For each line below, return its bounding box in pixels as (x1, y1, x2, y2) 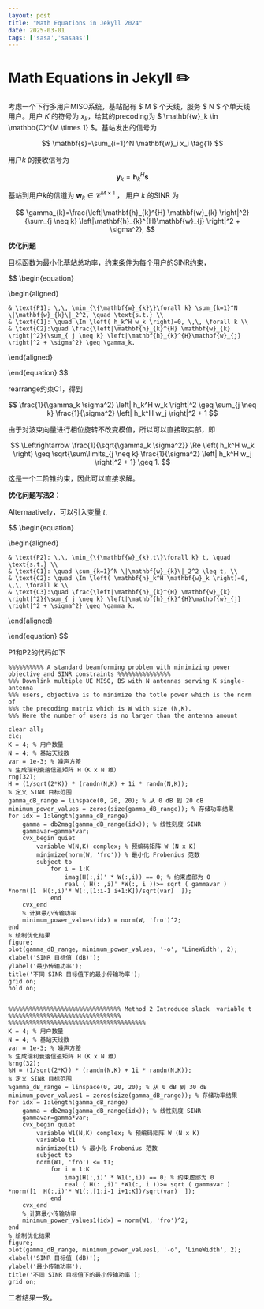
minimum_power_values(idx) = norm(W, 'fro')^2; (22, 916, 181, 924)
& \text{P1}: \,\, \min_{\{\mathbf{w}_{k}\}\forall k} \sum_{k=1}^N (8, 304, 238, 312)
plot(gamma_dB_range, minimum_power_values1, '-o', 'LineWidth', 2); (8, 1246, 242, 1254)
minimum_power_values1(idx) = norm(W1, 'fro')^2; (22, 1217, 189, 1224)
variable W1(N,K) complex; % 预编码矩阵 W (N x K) (36, 1129, 200, 1137)
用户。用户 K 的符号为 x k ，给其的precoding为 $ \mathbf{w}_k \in (8, 111, 218, 123)
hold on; (8, 984, 37, 992)
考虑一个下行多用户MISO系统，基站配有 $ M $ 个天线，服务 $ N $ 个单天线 (8, 102, 251, 111)
